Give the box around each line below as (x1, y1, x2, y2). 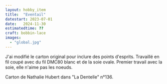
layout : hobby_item (5, 7, 46, 12)
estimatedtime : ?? (5, 26, 44, 31)
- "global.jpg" (10, 40, 42, 45)
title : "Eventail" (5, 12, 46, 17)
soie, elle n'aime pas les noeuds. (5, 64, 73, 70)
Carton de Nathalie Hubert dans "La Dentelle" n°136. (5, 73, 114, 80)
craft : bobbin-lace (5, 30, 46, 35)
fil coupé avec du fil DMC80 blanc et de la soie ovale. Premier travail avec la (5, 58, 162, 65)
